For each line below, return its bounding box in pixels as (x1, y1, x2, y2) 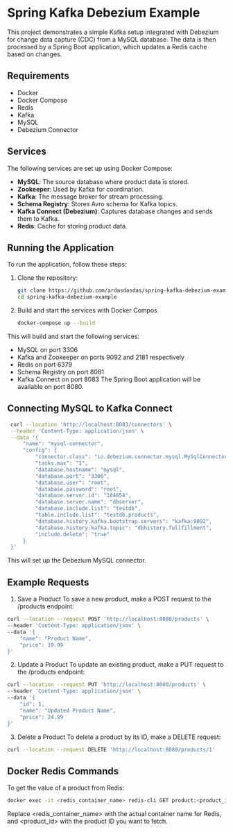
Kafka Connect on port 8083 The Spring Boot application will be (17, 375, 201, 383)
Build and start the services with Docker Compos (17, 306, 157, 315)
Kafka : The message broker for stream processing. (17, 192, 164, 201)
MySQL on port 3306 (17, 346, 78, 353)
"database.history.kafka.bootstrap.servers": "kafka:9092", (35, 517, 213, 525)
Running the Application (7, 242, 114, 253)
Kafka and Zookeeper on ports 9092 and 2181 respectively (17, 353, 185, 361)
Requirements (7, 70, 69, 82)
